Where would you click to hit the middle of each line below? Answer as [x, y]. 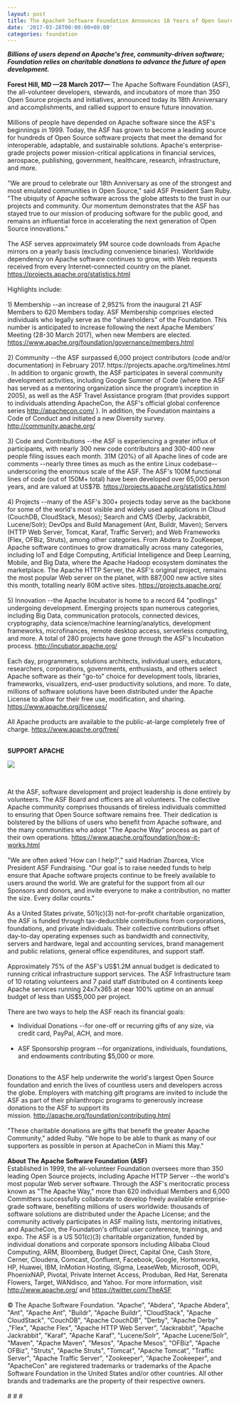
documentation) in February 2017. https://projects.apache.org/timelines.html [119, 366]
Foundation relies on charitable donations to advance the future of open [117, 62]
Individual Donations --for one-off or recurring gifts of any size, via [116, 1026]
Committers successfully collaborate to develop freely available [100, 1199]
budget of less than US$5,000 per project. [69, 997]
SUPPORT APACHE [36, 751]
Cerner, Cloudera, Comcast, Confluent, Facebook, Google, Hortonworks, [114, 1260]
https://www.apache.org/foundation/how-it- [136, 838]
